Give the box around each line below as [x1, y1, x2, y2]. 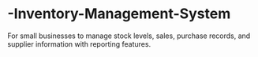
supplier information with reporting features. [7, 39, 151, 48]
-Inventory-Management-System [7, 5, 231, 23]
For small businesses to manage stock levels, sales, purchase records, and [7, 31, 251, 40]
